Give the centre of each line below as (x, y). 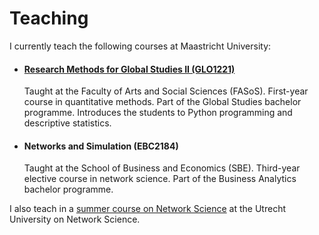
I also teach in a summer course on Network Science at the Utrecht (148, 209)
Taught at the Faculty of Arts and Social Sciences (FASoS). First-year (166, 91)
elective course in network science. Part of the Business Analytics (160, 179)
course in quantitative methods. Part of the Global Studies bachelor (162, 102)
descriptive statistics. (67, 123)
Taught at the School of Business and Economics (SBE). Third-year (162, 168)
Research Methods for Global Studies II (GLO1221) (129, 69)
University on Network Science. (75, 219)
